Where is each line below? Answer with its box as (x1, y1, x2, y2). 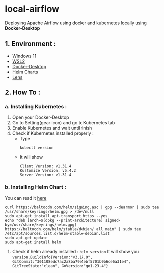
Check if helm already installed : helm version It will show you (12, 248, 139, 254)
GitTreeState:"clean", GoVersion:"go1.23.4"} (12, 263, 108, 268)
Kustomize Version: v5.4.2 (19, 168, 76, 173)
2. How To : (5, 89, 41, 97)
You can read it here (5, 195, 47, 201)
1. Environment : (5, 40, 56, 48)
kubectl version (19, 145, 54, 150)
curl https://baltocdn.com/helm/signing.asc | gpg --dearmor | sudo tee (5, 205, 159, 210)
